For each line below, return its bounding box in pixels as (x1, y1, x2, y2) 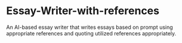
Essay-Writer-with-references (6, 4, 160, 18)
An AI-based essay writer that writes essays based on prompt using (6, 24, 173, 31)
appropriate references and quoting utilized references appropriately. (6, 29, 177, 37)
